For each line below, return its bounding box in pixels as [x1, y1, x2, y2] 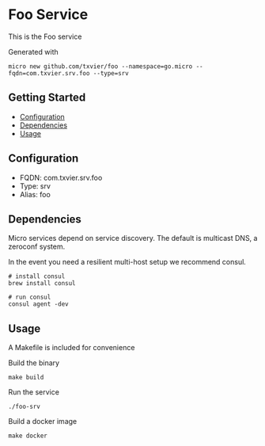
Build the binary [8, 358, 60, 368]
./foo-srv [8, 402, 41, 411]
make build [8, 374, 44, 382]
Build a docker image [8, 417, 78, 426]
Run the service [8, 387, 59, 397]
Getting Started [8, 91, 86, 105]
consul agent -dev [8, 300, 69, 308]
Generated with [8, 47, 59, 56]
